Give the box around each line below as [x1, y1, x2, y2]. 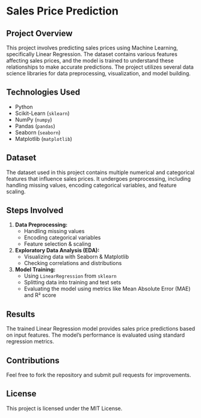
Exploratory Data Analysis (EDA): [14, 247, 100, 254]
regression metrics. [6, 338, 54, 345]
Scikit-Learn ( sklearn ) [14, 110, 70, 117]
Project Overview [6, 28, 73, 39]
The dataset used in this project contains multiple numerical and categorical [6, 169, 194, 176]
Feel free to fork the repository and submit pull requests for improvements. [6, 372, 191, 379]
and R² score [23, 292, 57, 299]
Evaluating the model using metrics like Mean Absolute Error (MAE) [23, 285, 191, 293]
